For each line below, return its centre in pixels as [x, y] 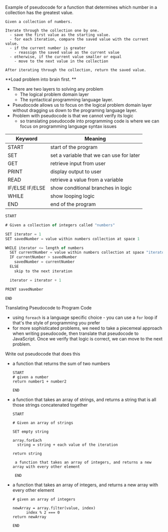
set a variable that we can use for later [95, 155]
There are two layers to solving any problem [58, 89]
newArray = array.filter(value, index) [54, 508]
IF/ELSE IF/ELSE [27, 188]
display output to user [76, 171]
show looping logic [72, 196]
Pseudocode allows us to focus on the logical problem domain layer [82, 105]
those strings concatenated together [50, 405]
